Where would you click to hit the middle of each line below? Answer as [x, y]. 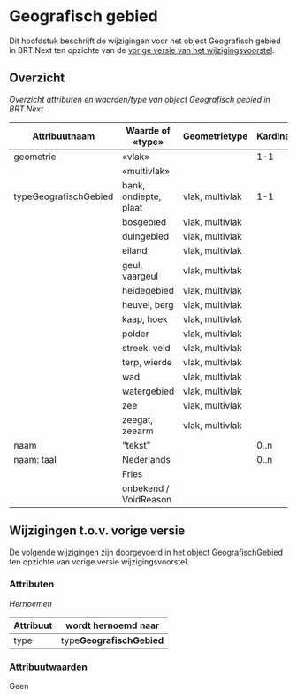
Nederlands [146, 459]
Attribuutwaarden [49, 667]
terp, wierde [147, 362]
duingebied [146, 236]
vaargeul [141, 276]
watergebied [148, 391]
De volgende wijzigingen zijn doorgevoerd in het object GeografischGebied [146, 552]
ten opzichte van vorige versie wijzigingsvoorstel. [99, 561]
